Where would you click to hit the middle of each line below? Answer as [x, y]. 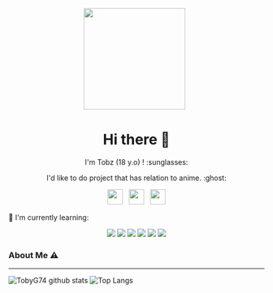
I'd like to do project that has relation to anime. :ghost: [136, 178]
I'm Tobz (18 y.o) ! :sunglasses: [136, 162]
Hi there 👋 [136, 140]
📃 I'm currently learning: [49, 217]
